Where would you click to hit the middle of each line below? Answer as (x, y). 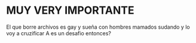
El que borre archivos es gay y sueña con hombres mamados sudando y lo (98, 27)
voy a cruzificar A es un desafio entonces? (59, 33)
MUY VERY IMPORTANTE (70, 10)
